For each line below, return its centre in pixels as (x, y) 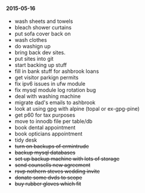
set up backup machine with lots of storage (67, 159)
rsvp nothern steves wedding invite (57, 171)
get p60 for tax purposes (45, 115)
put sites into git (34, 59)
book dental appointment (45, 128)
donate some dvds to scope (48, 178)
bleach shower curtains (43, 28)
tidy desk (26, 140)
